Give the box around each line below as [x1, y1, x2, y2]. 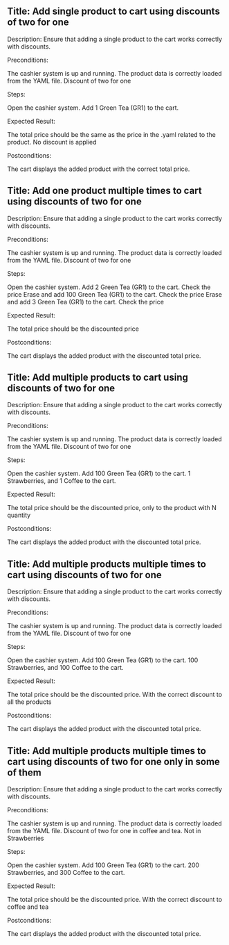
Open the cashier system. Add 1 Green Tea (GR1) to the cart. [7, 104, 179, 112]
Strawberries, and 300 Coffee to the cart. [7, 869, 125, 877]
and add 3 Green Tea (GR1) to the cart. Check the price [7, 297, 165, 306]
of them [7, 766, 42, 778]
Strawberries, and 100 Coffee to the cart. [7, 664, 124, 672]
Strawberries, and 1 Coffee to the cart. [7, 477, 116, 485]
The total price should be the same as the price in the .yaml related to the [7, 130, 216, 138]
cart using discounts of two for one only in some [7, 755, 220, 767]
